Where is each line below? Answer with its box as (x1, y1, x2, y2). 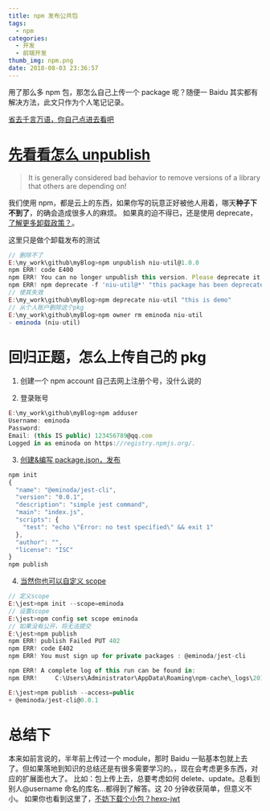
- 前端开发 (15, 49, 47, 57)
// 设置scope (8, 607, 50, 615)
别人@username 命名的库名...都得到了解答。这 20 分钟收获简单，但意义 (8, 784, 245, 793)
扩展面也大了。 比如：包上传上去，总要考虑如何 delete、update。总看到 (22, 774, 260, 784)
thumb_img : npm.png (8, 57, 74, 65)
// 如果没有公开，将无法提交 (8, 622, 92, 630)
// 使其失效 (8, 289, 44, 297)
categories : (8, 34, 48, 43)
